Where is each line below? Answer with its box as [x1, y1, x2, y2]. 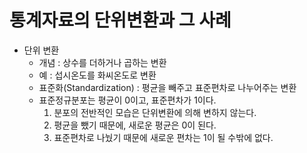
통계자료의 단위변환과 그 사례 [9, 9, 232, 32]
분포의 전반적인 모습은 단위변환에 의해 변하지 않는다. [53, 106, 257, 118]
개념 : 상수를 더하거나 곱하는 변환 [38, 56, 167, 68]
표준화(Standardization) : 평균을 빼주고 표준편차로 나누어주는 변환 [38, 81, 297, 93]
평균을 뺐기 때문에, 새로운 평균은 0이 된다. [53, 119, 217, 131]
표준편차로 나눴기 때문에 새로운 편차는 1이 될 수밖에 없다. [53, 131, 274, 143]
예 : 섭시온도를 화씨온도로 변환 [38, 69, 157, 81]
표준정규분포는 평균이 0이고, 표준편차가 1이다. [38, 94, 217, 106]
